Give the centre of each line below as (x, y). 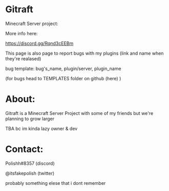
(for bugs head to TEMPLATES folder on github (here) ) (63, 78)
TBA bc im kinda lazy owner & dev (41, 128)
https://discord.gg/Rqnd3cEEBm (39, 43)
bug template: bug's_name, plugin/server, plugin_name (63, 68)
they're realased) (23, 58)
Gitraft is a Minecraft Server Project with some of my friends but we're (79, 113)
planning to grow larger (30, 118)
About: (20, 99)
